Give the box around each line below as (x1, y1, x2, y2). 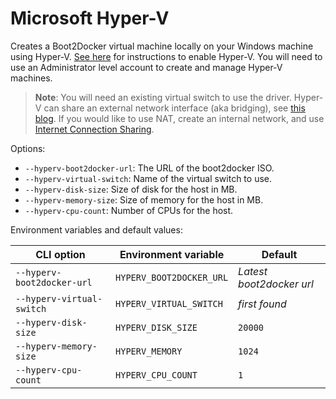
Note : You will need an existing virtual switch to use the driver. (34, 91, 292, 103)
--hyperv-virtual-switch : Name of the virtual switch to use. (24, 172, 272, 184)
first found (238, 297, 287, 311)
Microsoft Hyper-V (10, 7, 170, 30)
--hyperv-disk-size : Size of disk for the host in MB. (24, 183, 238, 195)
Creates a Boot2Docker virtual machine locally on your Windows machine (10, 40, 314, 52)
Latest (238, 264, 268, 278)
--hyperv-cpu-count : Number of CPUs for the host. (24, 204, 234, 216)
